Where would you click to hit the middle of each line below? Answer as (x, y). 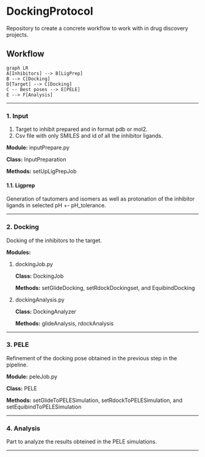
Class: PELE (22, 388)
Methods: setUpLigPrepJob (41, 171)
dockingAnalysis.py (40, 299)
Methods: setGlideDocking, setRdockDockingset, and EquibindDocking (105, 288)
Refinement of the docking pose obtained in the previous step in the (92, 358)
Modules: (19, 252)
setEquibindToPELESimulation (44, 407)
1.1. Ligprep (21, 185)
